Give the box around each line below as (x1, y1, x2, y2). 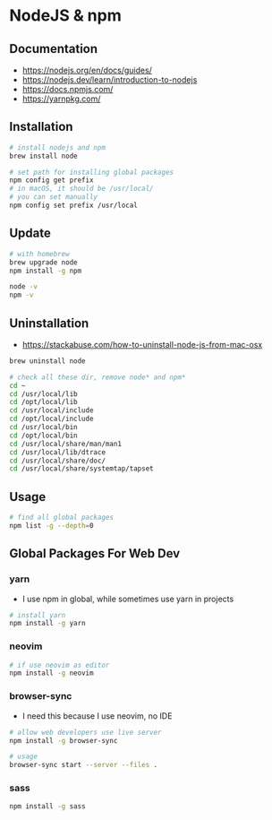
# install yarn (9, 610, 66, 619)
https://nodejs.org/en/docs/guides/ (21, 65, 152, 75)
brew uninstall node (9, 356, 87, 366)
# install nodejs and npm (9, 142, 106, 152)
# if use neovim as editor (9, 660, 110, 669)
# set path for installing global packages (9, 168, 174, 177)
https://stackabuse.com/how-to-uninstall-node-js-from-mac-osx (21, 339, 263, 350)
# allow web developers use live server (9, 728, 163, 737)
